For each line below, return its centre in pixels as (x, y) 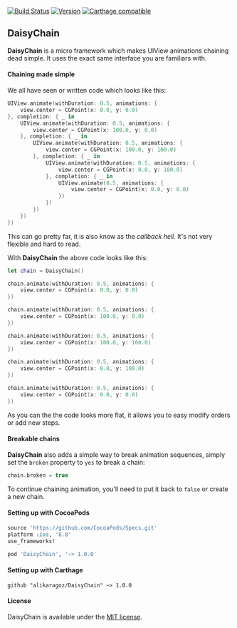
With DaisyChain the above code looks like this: (78, 257)
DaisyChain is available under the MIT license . (75, 617)
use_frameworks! (31, 541)
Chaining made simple (41, 74)
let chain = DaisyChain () (46, 271)
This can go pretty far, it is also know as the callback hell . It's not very (110, 236)
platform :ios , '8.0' (39, 535)
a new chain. (26, 496)
